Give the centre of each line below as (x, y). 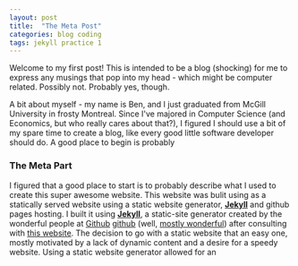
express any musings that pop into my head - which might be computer (141, 78)
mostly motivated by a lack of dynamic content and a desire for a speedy (144, 242)
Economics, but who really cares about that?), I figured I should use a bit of (148, 124)
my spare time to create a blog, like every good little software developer (142, 133)
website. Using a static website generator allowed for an (113, 252)
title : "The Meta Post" (55, 26)
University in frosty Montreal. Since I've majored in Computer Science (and (148, 114)
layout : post (34, 17)
